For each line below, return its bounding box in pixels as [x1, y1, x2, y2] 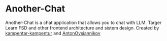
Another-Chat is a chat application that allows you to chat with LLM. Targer [5, 19, 162, 25]
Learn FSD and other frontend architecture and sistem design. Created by [5, 24, 159, 30]
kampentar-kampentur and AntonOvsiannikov [5, 30, 101, 36]
